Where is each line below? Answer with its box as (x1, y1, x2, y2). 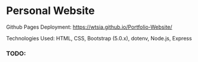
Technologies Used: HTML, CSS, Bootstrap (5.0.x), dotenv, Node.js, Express (6, 35, 192, 42)
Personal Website (6, 4, 95, 18)
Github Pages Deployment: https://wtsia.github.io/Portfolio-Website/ (6, 23, 173, 30)
